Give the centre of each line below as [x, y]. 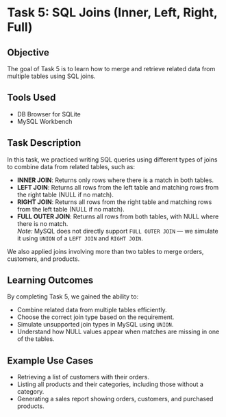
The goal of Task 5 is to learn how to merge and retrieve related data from [111, 69]
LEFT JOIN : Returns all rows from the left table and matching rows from [118, 187]
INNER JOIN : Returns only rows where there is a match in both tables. [115, 180]
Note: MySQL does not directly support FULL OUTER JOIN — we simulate [117, 231]
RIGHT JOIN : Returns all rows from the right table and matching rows [114, 202]
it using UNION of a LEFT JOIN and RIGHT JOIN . [80, 238]
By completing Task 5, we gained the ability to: [73, 296]
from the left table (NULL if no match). [71, 209]
